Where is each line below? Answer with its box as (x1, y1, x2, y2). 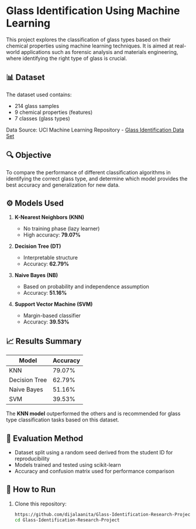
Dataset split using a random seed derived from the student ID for (14, 449, 173, 456)
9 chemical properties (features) (14, 109, 93, 116)
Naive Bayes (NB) (14, 272, 59, 279)
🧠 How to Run (6, 484, 56, 494)
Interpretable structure (23, 254, 78, 261)
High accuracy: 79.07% (23, 231, 81, 238)
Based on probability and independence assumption (23, 283, 149, 290)
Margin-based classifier (23, 312, 81, 319)
